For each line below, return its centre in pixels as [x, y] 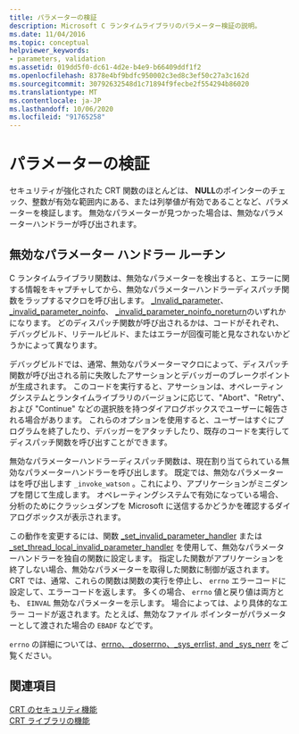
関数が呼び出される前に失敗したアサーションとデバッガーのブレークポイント [150, 375]
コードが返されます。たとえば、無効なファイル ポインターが [137, 613]
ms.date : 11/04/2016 [48, 34]
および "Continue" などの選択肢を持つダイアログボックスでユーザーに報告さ [149, 408]
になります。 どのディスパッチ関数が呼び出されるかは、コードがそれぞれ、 [146, 322]
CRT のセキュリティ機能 [54, 709]
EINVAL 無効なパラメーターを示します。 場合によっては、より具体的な [153, 603]
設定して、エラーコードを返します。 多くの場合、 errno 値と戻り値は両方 [143, 591]
